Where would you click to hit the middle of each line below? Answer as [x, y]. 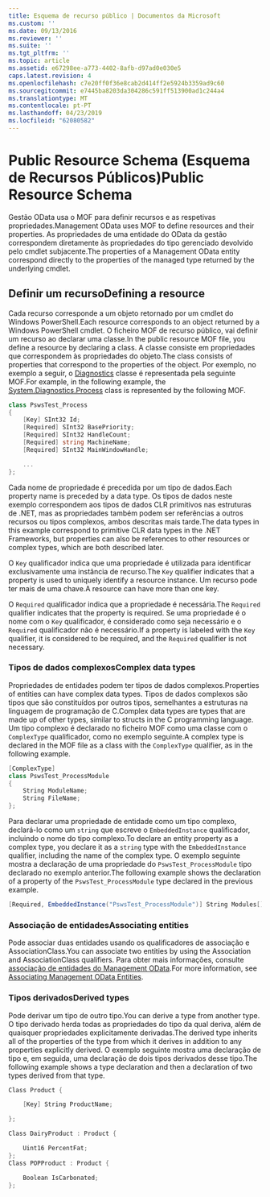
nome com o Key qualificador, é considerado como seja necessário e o [125, 621]
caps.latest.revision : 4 [50, 76]
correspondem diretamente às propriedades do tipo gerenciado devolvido [131, 242]
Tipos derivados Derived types [69, 998]
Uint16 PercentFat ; [55, 1149]
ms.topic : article [39, 61]
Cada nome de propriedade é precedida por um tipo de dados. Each [120, 487]
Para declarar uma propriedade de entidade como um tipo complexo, [123, 822]
